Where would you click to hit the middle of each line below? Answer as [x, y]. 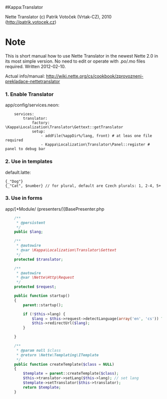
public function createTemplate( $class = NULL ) [64, 364]
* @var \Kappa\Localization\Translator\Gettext [66, 250]
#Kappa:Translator [24, 7]
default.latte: [18, 172]
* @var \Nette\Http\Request [45, 278]
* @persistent [31, 223]
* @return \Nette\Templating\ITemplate [57, 355]
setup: [39, 132]
